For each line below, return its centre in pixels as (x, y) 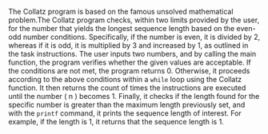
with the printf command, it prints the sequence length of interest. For (125, 113)
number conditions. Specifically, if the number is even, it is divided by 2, (142, 37)
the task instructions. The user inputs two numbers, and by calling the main (132, 54)
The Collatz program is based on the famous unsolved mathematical (121, 12)
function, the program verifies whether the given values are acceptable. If (130, 62)
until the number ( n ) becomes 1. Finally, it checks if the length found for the (134, 96)
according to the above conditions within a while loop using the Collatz (125, 79)
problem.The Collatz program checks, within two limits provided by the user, (134, 20)
